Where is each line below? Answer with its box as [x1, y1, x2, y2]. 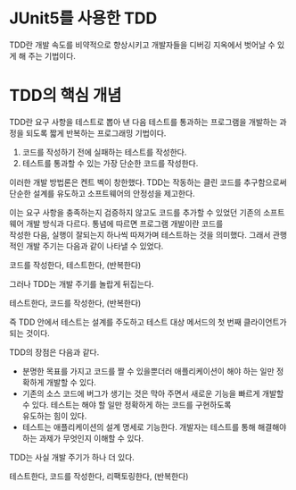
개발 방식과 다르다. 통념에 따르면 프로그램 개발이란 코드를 [25, 218, 224, 229]
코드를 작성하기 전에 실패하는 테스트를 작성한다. [21, 147, 187, 157]
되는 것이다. [9, 327, 51, 338]
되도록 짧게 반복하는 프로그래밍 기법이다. [25, 127, 167, 139]
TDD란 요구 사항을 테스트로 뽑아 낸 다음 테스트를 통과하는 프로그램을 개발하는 [9, 116, 278, 127]
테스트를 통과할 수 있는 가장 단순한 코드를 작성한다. [21, 157, 199, 168]
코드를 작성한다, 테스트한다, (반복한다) [9, 259, 142, 270]
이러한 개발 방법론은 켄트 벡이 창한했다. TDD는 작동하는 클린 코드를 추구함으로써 [9, 176, 287, 188]
